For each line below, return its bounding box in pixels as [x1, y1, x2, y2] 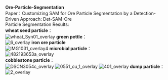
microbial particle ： [49, 46, 92, 51]
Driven [5, 16, 19, 22]
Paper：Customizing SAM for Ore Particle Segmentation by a [5, 10, 133, 16]
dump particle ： [130, 63, 164, 69]
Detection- [133, 10, 156, 16]
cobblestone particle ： [5, 57, 55, 63]
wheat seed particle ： [5, 27, 53, 33]
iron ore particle [31, 39, 66, 45]
